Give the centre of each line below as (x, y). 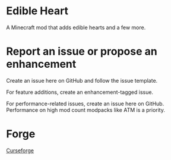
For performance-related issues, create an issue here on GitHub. (85, 103)
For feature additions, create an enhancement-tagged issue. (80, 92)
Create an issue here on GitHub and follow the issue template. (82, 80)
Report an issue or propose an (82, 51)
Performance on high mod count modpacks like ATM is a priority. (85, 110)
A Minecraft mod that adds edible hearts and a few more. (76, 27)
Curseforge (20, 150)
